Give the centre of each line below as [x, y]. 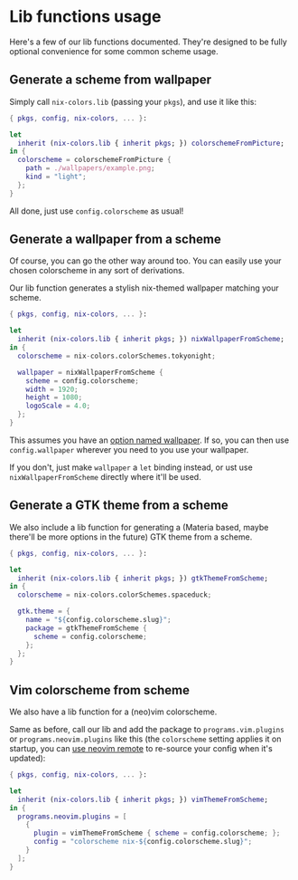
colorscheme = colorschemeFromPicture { [94, 160]
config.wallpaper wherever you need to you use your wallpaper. [129, 449]
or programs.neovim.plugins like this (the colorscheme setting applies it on [145, 739]
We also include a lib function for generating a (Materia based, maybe [139, 527]
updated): [28, 759]
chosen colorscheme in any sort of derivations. [97, 271]
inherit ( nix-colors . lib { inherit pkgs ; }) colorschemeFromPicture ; [151, 143]
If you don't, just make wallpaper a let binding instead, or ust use [131, 467]
